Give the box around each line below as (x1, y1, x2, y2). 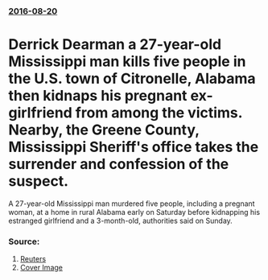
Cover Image (19, 263, 63, 273)
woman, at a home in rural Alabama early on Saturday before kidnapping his (8, 207, 260, 216)
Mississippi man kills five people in (8, 52, 246, 71)
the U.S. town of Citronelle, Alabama (8, 70, 256, 88)
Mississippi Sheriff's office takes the (8, 138, 259, 156)
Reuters (19, 254, 47, 264)
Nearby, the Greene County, (8, 121, 200, 139)
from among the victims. (75, 104, 243, 122)
